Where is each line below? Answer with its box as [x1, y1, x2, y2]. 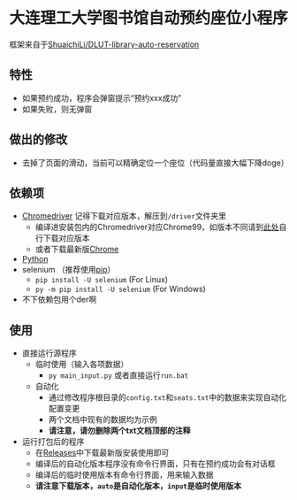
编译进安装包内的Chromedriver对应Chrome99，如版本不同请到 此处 [34, 222, 280, 233]
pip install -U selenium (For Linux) [34, 274, 169, 285]
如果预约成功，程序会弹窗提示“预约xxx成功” [21, 92, 182, 103]
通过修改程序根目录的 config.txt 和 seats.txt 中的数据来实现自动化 [48, 392, 287, 403]
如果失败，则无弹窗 [21, 104, 93, 114]
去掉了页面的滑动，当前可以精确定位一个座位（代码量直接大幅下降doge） [21, 157, 289, 168]
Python [21, 254, 49, 265]
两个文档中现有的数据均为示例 [48, 414, 157, 425]
